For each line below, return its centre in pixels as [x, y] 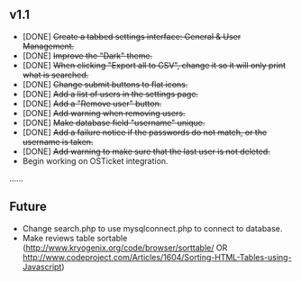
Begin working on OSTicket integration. [95, 160]
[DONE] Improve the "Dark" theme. [87, 55]
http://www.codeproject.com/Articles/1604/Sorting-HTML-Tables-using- [157, 257]
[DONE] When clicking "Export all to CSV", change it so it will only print [154, 65]
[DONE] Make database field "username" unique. [114, 122]
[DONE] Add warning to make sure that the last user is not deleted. [146, 151]
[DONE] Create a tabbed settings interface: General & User [132, 36]
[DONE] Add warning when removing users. [104, 113]
